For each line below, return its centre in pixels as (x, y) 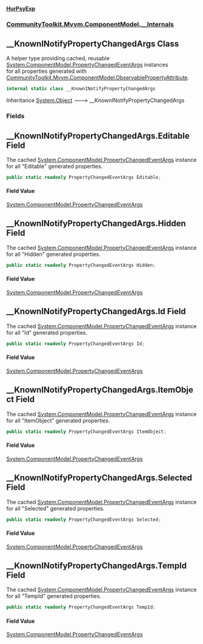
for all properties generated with (46, 71)
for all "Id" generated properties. (47, 332)
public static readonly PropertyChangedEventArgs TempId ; (81, 607)
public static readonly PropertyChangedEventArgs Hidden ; (81, 265)
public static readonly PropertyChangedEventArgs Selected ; (84, 519)
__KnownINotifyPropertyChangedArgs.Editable (98, 136)
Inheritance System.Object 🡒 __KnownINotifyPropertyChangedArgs (95, 101)
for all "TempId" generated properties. (54, 596)
